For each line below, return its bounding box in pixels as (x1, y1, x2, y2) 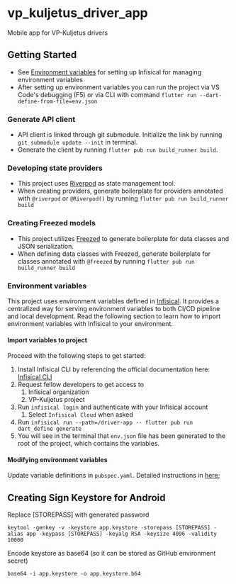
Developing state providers (7, 163, 103, 173)
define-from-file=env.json (17, 98, 98, 105)
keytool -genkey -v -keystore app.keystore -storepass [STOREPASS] (7, 524, 211, 532)
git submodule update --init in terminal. (17, 138, 138, 147)
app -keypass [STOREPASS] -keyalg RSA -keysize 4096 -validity (26, 530, 218, 538)
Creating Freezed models (7, 218, 96, 228)
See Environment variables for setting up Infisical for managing (17, 67, 202, 76)
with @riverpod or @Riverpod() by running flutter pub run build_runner (17, 194, 229, 203)
